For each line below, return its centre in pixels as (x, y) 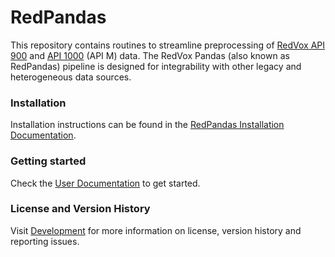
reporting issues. (45, 241)
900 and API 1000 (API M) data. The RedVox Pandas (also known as (150, 55)
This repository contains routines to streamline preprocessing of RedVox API (168, 45)
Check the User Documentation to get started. (105, 183)
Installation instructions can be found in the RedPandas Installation (147, 125)
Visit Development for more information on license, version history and (156, 230)
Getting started (48, 161)
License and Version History (80, 209)
